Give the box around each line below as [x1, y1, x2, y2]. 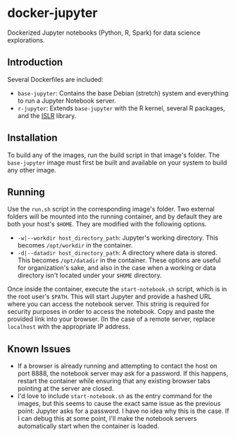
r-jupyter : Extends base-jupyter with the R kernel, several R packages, [17, 104, 225, 112]
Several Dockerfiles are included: [7, 75, 104, 83]
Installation [7, 132, 58, 144]
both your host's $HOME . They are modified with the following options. [7, 220, 207, 228]
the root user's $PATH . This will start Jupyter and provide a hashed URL [7, 292, 212, 301]
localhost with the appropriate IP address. [7, 322, 130, 331]
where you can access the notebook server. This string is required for [7, 300, 210, 308]
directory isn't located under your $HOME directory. [17, 271, 162, 280]
